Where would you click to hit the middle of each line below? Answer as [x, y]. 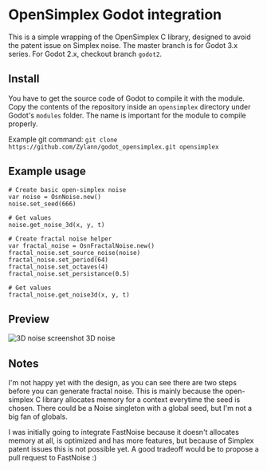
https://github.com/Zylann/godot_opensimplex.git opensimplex [114, 147]
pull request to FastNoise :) [53, 458]
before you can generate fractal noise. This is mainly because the [116, 391]
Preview [29, 319]
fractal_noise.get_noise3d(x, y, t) [69, 295]
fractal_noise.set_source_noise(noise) [75, 253]
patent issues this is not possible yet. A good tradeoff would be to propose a [133, 449]
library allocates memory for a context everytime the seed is [141, 400]
